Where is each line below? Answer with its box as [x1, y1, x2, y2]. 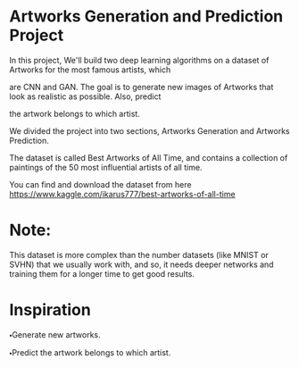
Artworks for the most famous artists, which [9, 64, 171, 75]
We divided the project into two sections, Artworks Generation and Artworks [9, 125, 290, 136]
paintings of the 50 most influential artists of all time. [9, 162, 203, 172]
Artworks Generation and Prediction [9, 6, 284, 27]
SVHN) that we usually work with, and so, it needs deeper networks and [9, 259, 274, 270]
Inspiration [9, 300, 91, 321]
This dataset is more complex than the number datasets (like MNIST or [9, 249, 270, 260]
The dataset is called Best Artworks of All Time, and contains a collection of [9, 152, 288, 163]
